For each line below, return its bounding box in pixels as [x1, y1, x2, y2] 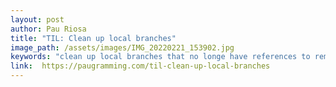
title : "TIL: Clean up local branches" [10, 33, 177, 43]
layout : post [10, 14, 65, 25]
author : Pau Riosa [10, 24, 87, 34]
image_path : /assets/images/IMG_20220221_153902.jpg [10, 42, 235, 53]
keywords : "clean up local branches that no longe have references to [10, 52, 311, 62]
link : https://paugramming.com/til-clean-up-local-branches [10, 61, 271, 71]
